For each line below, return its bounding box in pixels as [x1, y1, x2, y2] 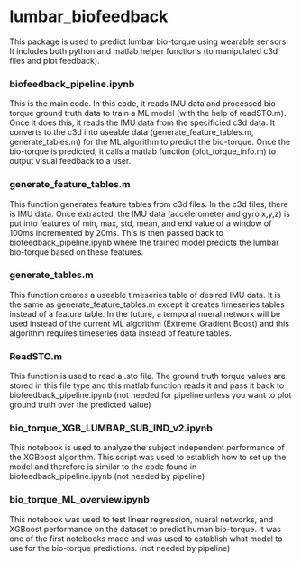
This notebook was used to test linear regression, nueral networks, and [9, 513, 274, 524]
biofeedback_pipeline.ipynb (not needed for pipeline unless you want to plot [9, 390, 292, 401]
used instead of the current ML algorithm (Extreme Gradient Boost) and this [9, 318, 290, 329]
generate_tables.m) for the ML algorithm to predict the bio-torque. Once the [9, 137, 291, 148]
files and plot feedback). [9, 55, 101, 66]
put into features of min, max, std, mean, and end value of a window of [9, 218, 272, 229]
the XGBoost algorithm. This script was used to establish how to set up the [9, 452, 287, 463]
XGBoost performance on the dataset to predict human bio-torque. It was [9, 523, 282, 534]
